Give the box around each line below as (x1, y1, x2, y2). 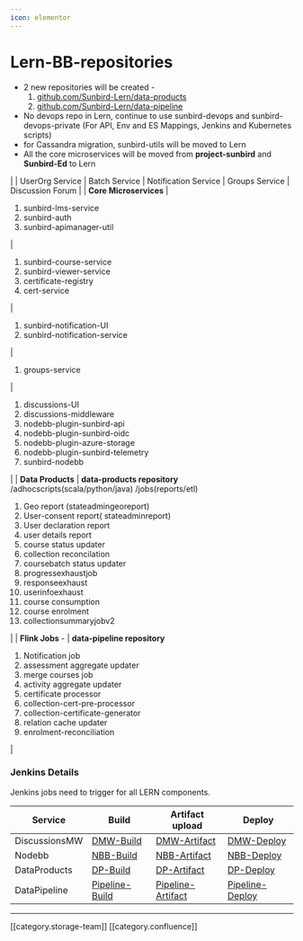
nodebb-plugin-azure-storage (22, 437, 136, 448)
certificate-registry (22, 275, 94, 286)
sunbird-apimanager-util (22, 221, 114, 232)
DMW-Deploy (227, 834, 287, 847)
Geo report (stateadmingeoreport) (22, 501, 150, 511)
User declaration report (22, 519, 111, 530)
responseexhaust (22, 577, 88, 588)
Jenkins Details (10, 766, 79, 778)
